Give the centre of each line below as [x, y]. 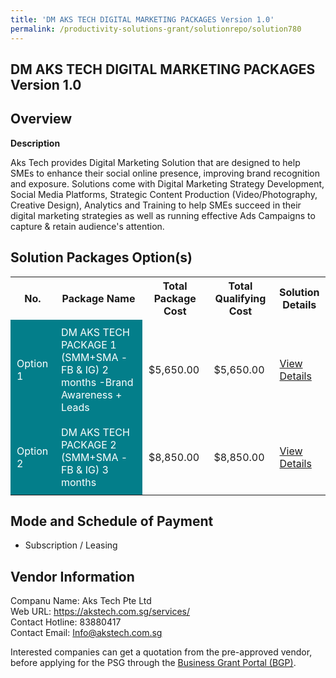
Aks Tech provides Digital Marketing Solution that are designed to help [155, 162]
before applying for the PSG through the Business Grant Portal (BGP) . [153, 663]
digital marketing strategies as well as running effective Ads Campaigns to [163, 215]
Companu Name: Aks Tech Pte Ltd [81, 601]
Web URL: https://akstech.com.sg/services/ [100, 612]
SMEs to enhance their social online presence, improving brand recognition [165, 173]
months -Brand [97, 382]
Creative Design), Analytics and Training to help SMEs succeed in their [156, 205]
